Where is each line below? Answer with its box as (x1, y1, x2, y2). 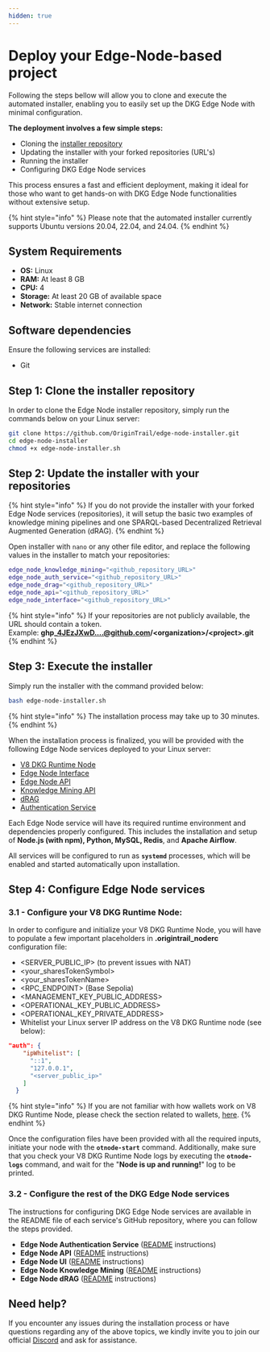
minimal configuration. (8, 107, 83, 117)
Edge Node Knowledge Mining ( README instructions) (19, 1265, 201, 1275)
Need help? (8, 1297, 67, 1310)
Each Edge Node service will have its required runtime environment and (8, 818, 246, 827)
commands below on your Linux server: (8, 414, 140, 423)
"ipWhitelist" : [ (23, 1049, 81, 1058)
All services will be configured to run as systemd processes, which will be (8, 851, 251, 861)
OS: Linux (19, 266, 53, 276)
